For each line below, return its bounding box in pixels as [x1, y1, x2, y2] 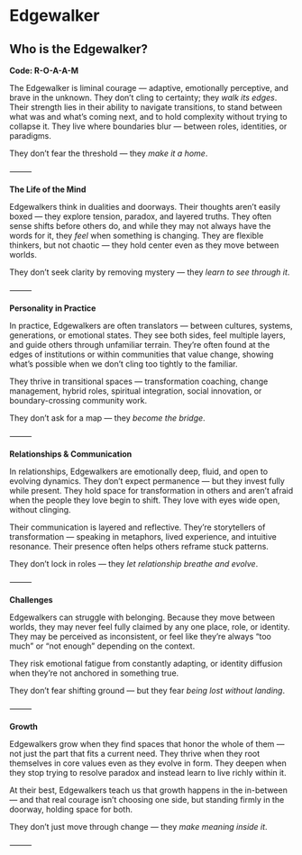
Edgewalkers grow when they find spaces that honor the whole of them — [9, 739, 286, 749]
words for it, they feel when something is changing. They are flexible [9, 231, 264, 241]
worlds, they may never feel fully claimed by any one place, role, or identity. [9, 622, 290, 632]
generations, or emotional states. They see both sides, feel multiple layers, [9, 330, 286, 341]
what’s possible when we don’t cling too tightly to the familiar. [9, 359, 238, 369]
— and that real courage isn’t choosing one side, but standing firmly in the [9, 795, 285, 805]
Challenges [9, 595, 53, 605]
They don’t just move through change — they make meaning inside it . [9, 822, 268, 832]
